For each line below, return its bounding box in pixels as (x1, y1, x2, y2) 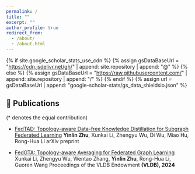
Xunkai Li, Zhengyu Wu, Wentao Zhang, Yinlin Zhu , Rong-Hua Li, (14, 155, 171, 162)
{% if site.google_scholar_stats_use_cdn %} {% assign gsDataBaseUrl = (6, 56, 179, 64)
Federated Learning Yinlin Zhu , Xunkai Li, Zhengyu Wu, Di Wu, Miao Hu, (14, 132, 189, 139)
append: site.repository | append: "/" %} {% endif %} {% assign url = (6, 75, 172, 82)
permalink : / (6, 8, 38, 15)
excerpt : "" (6, 19, 35, 25)
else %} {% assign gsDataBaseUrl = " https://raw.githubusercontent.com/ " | (6, 69, 187, 76)
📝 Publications (6, 98, 60, 108)
